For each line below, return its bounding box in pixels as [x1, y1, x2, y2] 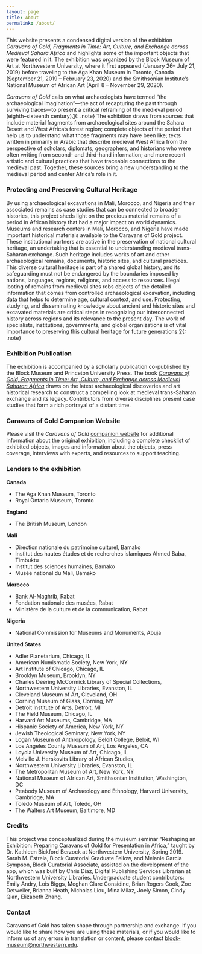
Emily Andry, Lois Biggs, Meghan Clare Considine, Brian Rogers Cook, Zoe [6, 880, 191, 887]
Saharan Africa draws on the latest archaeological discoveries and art [6, 382, 181, 389]
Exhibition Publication [6, 349, 72, 357]
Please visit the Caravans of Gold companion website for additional [6, 430, 174, 438]
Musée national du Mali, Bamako [14, 569, 96, 576]
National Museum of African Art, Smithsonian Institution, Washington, [14, 774, 188, 782]
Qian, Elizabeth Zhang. [6, 893, 63, 900]
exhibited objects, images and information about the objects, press [6, 443, 172, 450]
